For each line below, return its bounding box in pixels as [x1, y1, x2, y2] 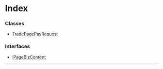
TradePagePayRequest [12, 31, 58, 37]
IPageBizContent [12, 54, 46, 60]
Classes [5, 20, 25, 27]
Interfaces [5, 43, 30, 50]
